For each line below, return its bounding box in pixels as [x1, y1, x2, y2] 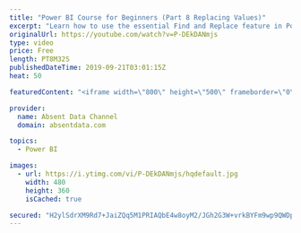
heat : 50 [9, 72, 42, 81]
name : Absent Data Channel [17, 112, 118, 121]
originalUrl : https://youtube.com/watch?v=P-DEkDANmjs [9, 30, 219, 39]
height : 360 [25, 186, 70, 195]
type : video [9, 38, 54, 47]
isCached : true [25, 194, 82, 203]
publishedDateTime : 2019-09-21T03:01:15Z [9, 64, 167, 73]
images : [9, 161, 39, 170]
